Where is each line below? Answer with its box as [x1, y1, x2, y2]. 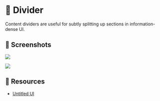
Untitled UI [12, 91, 35, 97]
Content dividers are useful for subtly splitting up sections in [5, 21, 129, 27]
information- [129, 21, 156, 27]
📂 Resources [5, 77, 45, 86]
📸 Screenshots [5, 41, 52, 49]
